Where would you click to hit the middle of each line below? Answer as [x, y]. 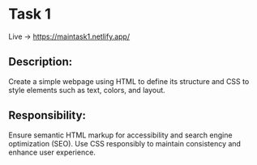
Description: [41, 62]
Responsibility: [47, 115]
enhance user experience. [52, 152]
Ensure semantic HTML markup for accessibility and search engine [120, 135]
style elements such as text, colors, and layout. [87, 90]
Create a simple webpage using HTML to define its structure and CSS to [129, 81]
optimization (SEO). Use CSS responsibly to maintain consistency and [125, 143]
